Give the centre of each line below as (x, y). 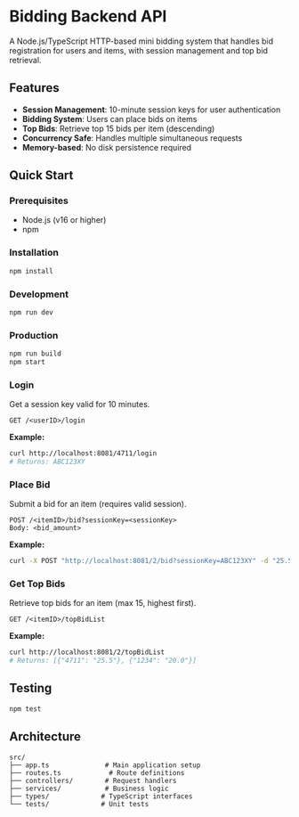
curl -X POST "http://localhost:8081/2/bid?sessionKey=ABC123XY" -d (139, 561)
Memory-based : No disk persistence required (107, 147)
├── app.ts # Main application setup (105, 765)
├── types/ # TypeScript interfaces (101, 796)
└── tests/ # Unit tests (79, 804)
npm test (25, 709)
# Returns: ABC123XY (48, 462)
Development (39, 294)
